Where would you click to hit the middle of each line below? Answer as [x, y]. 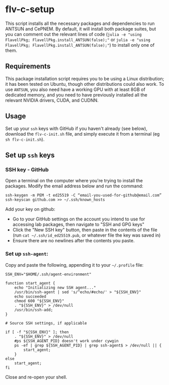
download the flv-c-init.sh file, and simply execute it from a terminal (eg [82, 134]
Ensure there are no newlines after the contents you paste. [74, 241]
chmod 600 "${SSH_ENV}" [39, 301]
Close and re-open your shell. [36, 377]
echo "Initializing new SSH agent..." [55, 287]
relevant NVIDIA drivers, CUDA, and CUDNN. [52, 100]
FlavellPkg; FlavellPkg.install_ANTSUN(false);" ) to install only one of [80, 45]
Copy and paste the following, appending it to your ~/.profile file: [74, 265]
